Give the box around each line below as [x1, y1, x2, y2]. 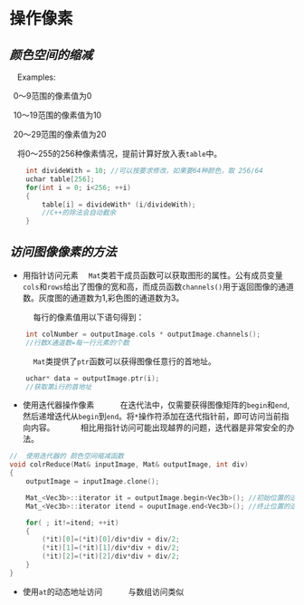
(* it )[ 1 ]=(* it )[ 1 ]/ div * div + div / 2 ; [42, 543, 180, 552]
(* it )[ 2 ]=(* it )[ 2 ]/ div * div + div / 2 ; [42, 552, 180, 562]
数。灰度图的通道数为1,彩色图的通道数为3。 [22, 292, 185, 303]
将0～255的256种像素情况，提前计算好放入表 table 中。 [17, 149, 223, 158]
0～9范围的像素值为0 [13, 91, 92, 101]
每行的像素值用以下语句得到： [33, 312, 145, 322]
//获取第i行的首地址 [25, 382, 92, 391]
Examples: [17, 72, 56, 82]
